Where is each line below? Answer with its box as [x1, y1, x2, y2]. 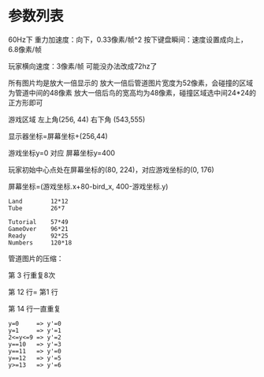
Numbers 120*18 [8, 238, 73, 247]
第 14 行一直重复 [8, 304, 61, 313]
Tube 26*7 [8, 204, 65, 212]
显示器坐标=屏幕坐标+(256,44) [8, 131, 108, 140]
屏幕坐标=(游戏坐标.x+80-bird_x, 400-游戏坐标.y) [8, 181, 169, 191]
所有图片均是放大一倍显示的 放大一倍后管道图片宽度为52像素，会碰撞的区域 [8, 78, 254, 88]
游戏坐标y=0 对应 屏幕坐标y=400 [8, 147, 116, 158]
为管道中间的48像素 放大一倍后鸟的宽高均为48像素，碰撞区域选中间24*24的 [8, 88, 257, 97]
